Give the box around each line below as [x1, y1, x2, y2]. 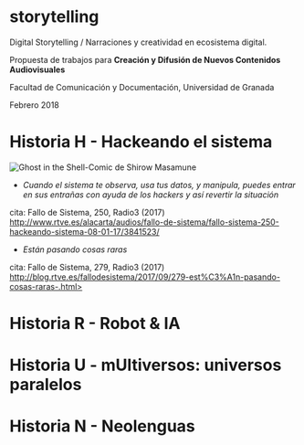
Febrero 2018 [9, 99, 59, 111]
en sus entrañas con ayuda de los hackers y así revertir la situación [22, 189, 279, 200]
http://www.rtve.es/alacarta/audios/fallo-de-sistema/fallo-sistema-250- [9, 217, 280, 228]
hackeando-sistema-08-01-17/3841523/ [9, 226, 160, 237]
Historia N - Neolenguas [9, 416, 195, 437]
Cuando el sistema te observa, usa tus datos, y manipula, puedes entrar [22, 179, 297, 190]
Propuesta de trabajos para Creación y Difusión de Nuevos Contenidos [9, 54, 281, 65]
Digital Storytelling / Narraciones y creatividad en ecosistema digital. [9, 37, 267, 48]
